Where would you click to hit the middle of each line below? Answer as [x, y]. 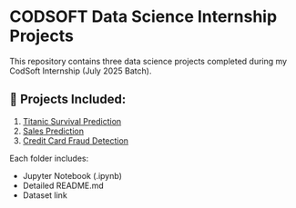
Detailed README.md [63, 185]
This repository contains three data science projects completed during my [148, 61]
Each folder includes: [49, 158]
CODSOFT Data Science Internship [143, 17]
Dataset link [45, 195]
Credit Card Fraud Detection [76, 140]
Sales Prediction [53, 131]
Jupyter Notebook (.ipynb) [72, 175]
